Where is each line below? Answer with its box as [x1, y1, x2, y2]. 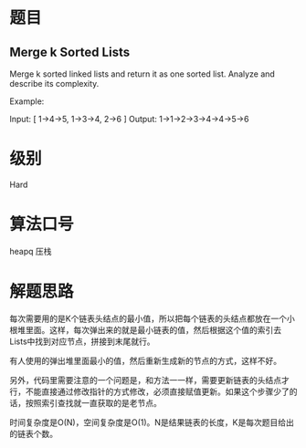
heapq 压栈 [9, 245, 52, 256]
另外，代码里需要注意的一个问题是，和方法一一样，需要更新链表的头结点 [9, 374, 281, 385]
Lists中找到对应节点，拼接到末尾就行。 [9, 336, 155, 347]
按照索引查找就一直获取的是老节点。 [25, 397, 162, 408]
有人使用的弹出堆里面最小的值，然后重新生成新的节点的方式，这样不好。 [9, 355, 281, 366]
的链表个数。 [9, 428, 58, 439]
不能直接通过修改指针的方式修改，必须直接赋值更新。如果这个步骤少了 [25, 386, 290, 397]
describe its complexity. [9, 78, 100, 89]
